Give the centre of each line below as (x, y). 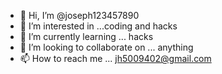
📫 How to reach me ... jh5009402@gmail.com (115, 58)
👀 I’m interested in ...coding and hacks (98, 26)
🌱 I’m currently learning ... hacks (86, 36)
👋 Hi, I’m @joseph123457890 (79, 15)
